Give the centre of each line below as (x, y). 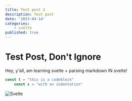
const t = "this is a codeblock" (40, 79)
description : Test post (30, 14)
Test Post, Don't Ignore (53, 57)
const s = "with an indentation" (48, 84)
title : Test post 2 (25, 10)
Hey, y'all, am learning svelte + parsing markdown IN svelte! (66, 70)
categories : (17, 23)
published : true (22, 33)
